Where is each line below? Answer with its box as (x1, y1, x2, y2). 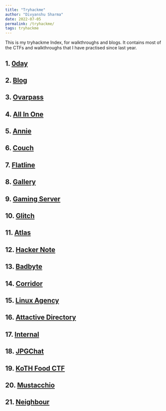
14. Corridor (5, 279, 43, 288)
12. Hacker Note (5, 245, 56, 254)
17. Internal (5, 330, 39, 339)
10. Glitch (5, 212, 35, 220)
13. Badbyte (5, 263, 42, 271)
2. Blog (5, 76, 27, 85)
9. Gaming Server (5, 195, 61, 203)
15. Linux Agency (5, 296, 59, 304)
